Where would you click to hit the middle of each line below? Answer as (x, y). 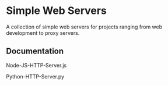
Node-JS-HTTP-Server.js (36, 65)
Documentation (35, 51)
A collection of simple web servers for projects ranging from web (84, 27)
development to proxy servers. (43, 33)
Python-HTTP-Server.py (35, 76)
